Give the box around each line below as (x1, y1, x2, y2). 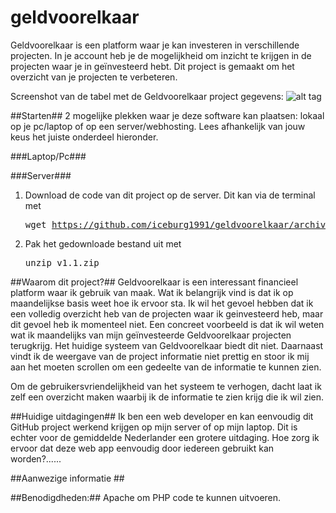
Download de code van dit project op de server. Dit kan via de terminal (24, 189, 316, 201)
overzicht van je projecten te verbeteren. (10, 71, 178, 83)
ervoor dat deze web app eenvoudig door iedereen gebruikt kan (10, 442, 275, 454)
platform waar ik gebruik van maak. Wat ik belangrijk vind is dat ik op (10, 286, 294, 298)
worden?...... (10, 452, 62, 465)
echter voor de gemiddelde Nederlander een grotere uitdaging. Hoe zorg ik (10, 431, 320, 443)
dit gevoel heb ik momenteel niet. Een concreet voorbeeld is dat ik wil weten (10, 318, 325, 330)
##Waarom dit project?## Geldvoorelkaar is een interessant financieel (10, 276, 299, 288)
